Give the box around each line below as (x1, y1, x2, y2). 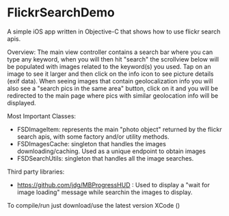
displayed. (7, 98, 36, 107)
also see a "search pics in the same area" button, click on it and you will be (7, 84, 219, 92)
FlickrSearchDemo (7, 5, 115, 21)
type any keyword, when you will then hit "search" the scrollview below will (7, 55, 219, 63)
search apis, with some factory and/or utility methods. (16, 132, 170, 141)
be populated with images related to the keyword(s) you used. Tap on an (7, 62, 211, 70)
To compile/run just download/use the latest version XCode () (7, 201, 180, 209)
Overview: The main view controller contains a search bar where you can (7, 48, 213, 56)
